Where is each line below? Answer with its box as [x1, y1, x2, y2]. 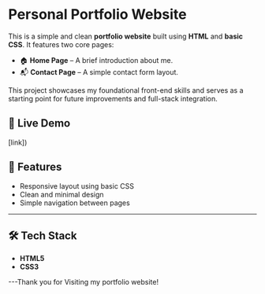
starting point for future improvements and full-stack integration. [8, 94, 218, 103]
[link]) [8, 138, 28, 147]
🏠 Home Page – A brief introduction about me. [19, 55, 174, 64]
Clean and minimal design [19, 189, 104, 199]
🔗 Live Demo [8, 116, 71, 130]
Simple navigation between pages [19, 198, 130, 208]
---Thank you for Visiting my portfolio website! [8, 277, 159, 287]
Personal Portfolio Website [8, 6, 187, 24]
